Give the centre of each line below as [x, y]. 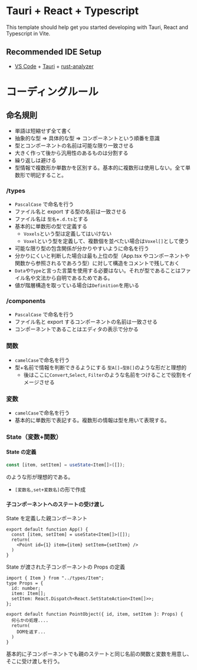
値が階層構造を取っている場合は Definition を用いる [77, 285]
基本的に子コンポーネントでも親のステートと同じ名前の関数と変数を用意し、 [99, 654]
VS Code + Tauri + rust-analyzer [54, 66]
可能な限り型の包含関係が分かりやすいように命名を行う [82, 248]
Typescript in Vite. [28, 33]
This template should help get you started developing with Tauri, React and [97, 27]
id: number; [26, 589]
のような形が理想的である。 [40, 477]
